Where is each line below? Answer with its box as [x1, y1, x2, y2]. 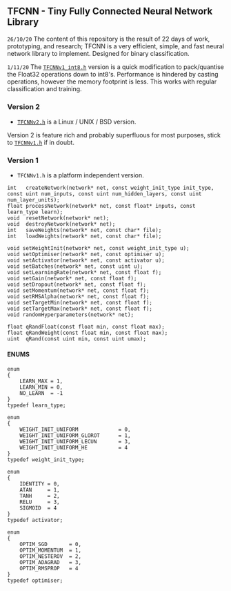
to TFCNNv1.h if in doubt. [7, 138, 74, 147]
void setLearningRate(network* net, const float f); [7, 269, 162, 276]
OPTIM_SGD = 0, [19, 541, 81, 548]
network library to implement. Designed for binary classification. [7, 49, 190, 57]
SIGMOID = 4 [19, 504, 57, 512]
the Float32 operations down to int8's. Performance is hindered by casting [7, 70, 219, 78]
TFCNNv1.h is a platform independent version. [17, 171, 145, 180]
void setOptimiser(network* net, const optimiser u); [7, 251, 165, 258]
